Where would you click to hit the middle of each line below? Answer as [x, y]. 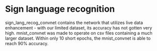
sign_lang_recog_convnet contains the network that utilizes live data [74, 23]
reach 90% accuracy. [27, 43]
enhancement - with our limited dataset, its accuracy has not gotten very [78, 27]
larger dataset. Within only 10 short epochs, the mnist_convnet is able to [78, 38]
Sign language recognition [60, 9]
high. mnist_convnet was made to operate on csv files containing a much [79, 33]
